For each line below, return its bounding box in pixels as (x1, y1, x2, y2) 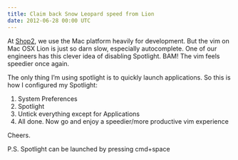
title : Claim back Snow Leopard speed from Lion (7, 10, 155, 18)
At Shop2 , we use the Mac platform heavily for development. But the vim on (7, 36, 230, 45)
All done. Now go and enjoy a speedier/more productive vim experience (17, 117, 229, 125)
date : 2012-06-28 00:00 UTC (7, 17, 91, 24)
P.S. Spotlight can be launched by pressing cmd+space (7, 144, 170, 153)
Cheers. (7, 131, 31, 139)
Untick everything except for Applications (17, 110, 140, 118)
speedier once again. (7, 59, 70, 68)
